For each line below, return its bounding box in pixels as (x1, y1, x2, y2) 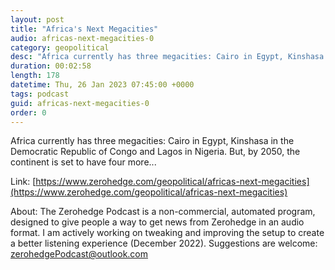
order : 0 (10, 107, 47, 118)
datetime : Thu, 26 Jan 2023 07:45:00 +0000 (10, 80, 195, 90)
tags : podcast (10, 89, 70, 99)
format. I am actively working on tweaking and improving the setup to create (10, 227, 325, 239)
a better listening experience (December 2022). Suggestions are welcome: (10, 237, 318, 250)
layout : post (10, 14, 65, 25)
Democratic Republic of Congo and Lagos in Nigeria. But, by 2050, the (10, 146, 301, 158)
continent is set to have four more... (10, 156, 157, 168)
